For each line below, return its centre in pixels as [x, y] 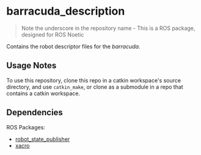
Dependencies [35, 113]
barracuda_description [66, 11]
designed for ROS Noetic [53, 34]
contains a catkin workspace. [43, 93]
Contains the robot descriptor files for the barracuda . [73, 46]
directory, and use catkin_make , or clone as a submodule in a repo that [95, 87]
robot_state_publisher [42, 139]
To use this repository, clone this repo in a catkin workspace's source [94, 80]
